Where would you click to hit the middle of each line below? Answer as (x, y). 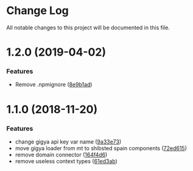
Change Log (37, 11)
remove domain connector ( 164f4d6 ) (61, 155)
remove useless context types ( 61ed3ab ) (66, 161)
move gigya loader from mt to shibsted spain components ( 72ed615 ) (101, 148)
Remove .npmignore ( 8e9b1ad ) (54, 85)
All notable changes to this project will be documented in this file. (88, 27)
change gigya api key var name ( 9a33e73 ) (68, 142)
